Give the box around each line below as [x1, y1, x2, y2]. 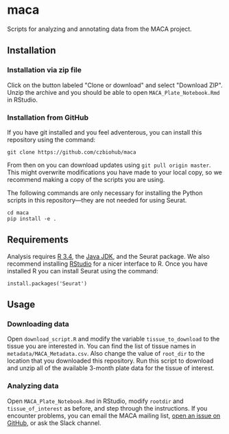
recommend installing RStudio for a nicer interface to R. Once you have [7, 260, 208, 268]
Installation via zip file [7, 65, 82, 75]
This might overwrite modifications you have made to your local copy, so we [7, 168, 223, 176]
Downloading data [7, 319, 70, 329]
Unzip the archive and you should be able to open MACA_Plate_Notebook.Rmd [7, 88, 220, 96]
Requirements [7, 234, 69, 246]
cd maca [7, 209, 29, 216]
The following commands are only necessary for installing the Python [7, 188, 203, 197]
